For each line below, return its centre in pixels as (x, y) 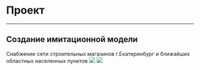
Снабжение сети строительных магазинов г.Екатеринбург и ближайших (98, 53)
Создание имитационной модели (72, 39)
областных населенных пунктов (47, 61)
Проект (26, 10)
